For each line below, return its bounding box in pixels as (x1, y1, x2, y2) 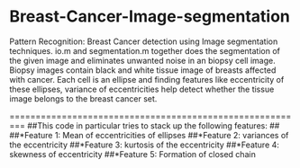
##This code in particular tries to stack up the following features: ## (26, 119, 280, 131)
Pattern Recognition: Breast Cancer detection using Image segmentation (9, 36, 278, 47)
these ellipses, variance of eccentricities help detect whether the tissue (9, 84, 275, 94)
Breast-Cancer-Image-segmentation (9, 6, 290, 27)
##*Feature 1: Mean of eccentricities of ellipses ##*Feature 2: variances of (9, 129, 289, 140)
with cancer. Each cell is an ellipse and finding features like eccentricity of (9, 74, 285, 84)
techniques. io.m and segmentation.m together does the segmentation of (9, 45, 281, 56)
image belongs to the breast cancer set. (9, 93, 158, 104)
